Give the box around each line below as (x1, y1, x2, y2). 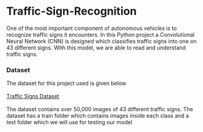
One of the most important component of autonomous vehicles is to (6, 24, 177, 32)
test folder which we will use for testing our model (6, 119, 133, 126)
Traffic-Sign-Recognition (6, 4, 137, 18)
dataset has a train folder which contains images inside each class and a (6, 112, 190, 120)
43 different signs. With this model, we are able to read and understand (6, 44, 186, 51)
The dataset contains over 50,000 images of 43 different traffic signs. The (6, 106, 194, 113)
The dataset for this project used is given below (6, 79, 127, 87)
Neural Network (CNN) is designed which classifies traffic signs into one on (6, 37, 197, 45)
